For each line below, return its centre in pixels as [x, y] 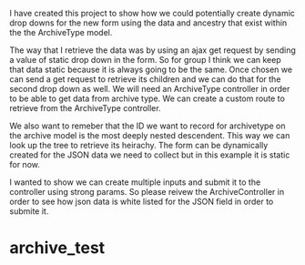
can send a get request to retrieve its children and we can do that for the [145, 79]
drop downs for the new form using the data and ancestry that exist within [148, 23]
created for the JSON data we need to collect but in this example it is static [150, 155]
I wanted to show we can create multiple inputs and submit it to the [135, 182]
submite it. [29, 211]
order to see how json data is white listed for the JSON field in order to [142, 201]
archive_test [57, 248]
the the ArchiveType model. [61, 32]
